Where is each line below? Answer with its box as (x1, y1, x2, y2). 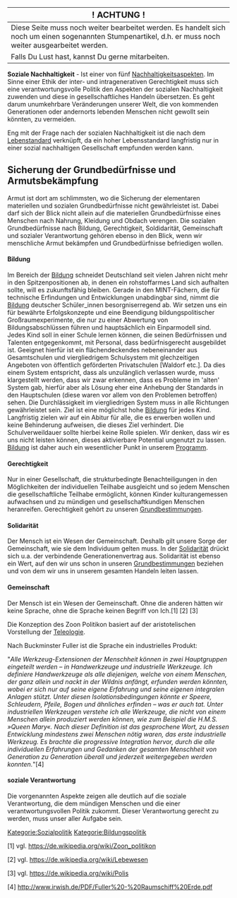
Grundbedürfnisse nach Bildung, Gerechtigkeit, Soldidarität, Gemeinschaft (7, 224, 224, 232)
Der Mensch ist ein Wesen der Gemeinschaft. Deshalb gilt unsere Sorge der (7, 537, 227, 546)
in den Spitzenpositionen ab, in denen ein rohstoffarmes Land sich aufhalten (7, 278, 229, 287)
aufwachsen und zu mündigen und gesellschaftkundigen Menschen (7, 498, 205, 506)
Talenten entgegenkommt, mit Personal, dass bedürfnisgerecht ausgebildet (7, 338, 226, 347)
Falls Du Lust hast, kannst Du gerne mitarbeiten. (11, 52, 170, 61)
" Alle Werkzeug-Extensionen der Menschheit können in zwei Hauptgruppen (7, 654, 228, 663)
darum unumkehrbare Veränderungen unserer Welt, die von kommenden (7, 100, 219, 108)
